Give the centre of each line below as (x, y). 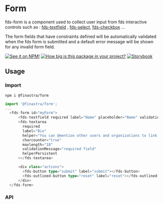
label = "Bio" (35, 131)
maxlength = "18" (38, 144)
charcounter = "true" (42, 140)
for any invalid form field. (30, 47)
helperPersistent (40, 153)
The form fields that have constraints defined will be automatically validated (81, 36)
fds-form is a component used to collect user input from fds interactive (76, 22)
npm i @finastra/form (27, 95)
